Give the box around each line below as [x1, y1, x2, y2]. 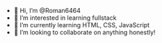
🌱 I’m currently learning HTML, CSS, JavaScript [13, 21, 150, 29]
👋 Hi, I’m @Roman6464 [13, 7, 81, 14]
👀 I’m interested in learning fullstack [13, 14, 117, 22]
